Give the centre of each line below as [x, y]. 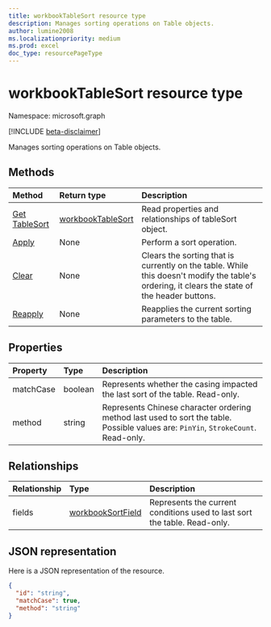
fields [23, 512]
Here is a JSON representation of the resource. [87, 571]
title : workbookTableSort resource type [77, 16]
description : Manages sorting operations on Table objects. [112, 23]
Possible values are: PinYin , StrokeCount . [179, 427]
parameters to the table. [186, 318]
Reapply [28, 313]
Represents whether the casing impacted [180, 384]
